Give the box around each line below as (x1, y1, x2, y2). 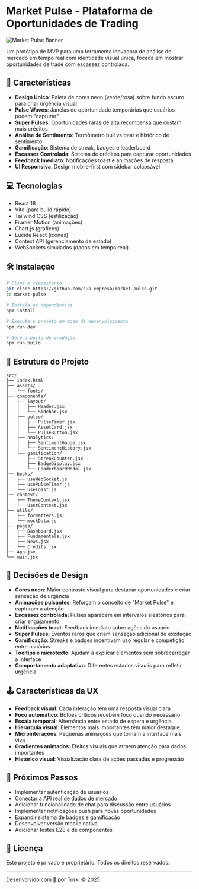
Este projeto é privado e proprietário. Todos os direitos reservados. (6, 859, 170, 866)
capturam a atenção (14, 605, 64, 612)
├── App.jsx (6, 549, 36, 555)
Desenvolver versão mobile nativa (14, 820, 98, 827)
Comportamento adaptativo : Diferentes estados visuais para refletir (14, 662, 182, 669)
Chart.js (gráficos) (14, 224, 60, 232)
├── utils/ (6, 508, 33, 514)
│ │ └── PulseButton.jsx (6, 429, 78, 436)
